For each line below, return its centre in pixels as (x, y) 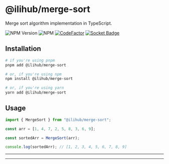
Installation (23, 49)
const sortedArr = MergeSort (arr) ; (43, 138)
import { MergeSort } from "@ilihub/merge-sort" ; (58, 120)
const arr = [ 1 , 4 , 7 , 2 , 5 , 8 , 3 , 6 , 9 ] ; (50, 129)
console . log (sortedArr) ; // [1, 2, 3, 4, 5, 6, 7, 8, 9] (66, 147)
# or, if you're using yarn (35, 88)
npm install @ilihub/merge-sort (39, 79)
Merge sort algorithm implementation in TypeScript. (59, 23)
